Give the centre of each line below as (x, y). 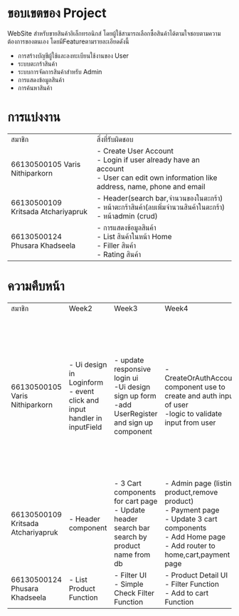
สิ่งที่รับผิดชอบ (115, 139)
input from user (190, 423)
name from (132, 555)
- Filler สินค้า (116, 246)
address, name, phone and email (151, 186)
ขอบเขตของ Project (57, 13)
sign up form (135, 395)
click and (84, 400)
